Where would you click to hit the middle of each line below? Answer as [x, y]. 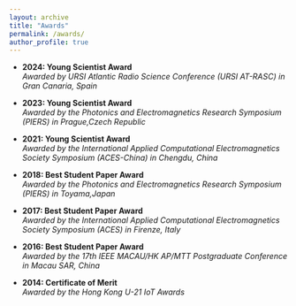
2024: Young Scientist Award [77, 67]
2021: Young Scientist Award [76, 139]
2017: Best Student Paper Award [82, 211]
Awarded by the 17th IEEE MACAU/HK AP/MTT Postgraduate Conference [155, 256]
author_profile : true [49, 42]
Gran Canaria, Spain [59, 86]
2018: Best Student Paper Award [83, 175]
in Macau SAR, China [61, 265]
